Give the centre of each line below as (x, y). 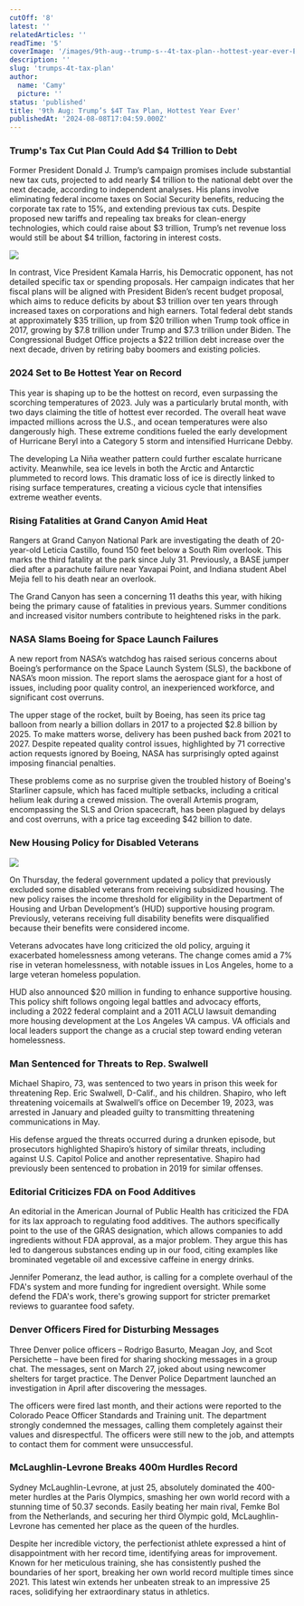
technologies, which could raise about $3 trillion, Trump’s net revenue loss (148, 229)
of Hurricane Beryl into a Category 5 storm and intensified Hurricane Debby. (152, 441)
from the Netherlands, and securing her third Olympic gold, (120, 1516)
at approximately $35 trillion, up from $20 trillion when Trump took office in (149, 321)
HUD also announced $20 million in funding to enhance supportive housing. (151, 992)
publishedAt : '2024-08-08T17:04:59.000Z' (89, 119)
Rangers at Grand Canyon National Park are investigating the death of (139, 540)
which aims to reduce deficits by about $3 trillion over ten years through (144, 301)
